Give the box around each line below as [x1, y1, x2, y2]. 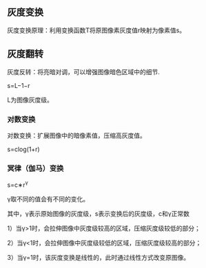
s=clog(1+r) [7, 145, 40, 153]
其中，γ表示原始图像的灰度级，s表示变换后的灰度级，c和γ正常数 [7, 209, 190, 218]
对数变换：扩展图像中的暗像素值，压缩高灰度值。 [7, 131, 146, 139]
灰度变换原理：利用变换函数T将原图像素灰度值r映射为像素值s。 [7, 26, 186, 34]
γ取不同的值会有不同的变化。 [7, 194, 90, 203]
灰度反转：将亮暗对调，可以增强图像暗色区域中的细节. [7, 67, 161, 76]
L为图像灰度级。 [7, 96, 53, 104]
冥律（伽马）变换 [7, 164, 64, 173]
